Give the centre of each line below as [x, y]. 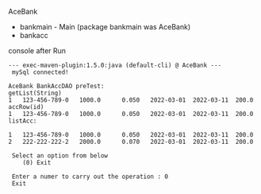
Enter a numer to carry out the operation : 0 [90, 177]
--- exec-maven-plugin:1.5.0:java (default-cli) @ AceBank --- [115, 65]
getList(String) [35, 93]
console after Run [37, 50]
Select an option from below [60, 156]
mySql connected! [40, 72]
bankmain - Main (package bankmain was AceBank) [105, 27]
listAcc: [23, 121]
